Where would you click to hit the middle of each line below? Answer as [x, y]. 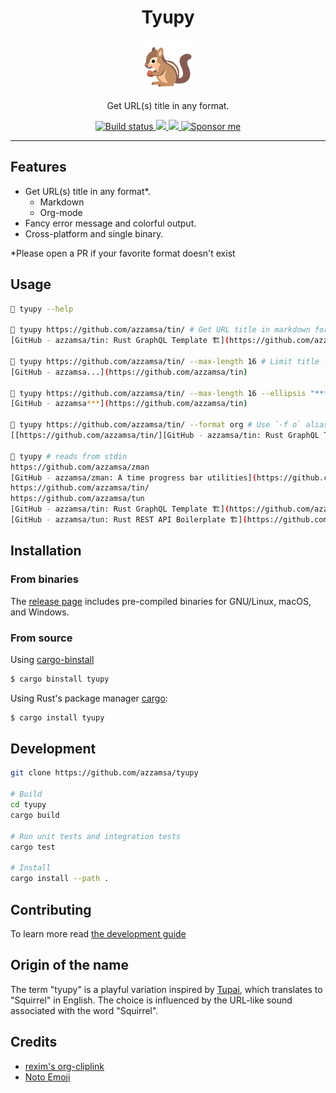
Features [38, 167]
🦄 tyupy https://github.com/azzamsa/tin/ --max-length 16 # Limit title [165, 361]
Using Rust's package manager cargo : [89, 698]
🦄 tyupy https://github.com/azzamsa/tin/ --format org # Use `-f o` [156, 425]
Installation [46, 551]
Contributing [51, 909]
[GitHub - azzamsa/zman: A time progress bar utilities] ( [133, 477]
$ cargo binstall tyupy [60, 679]
